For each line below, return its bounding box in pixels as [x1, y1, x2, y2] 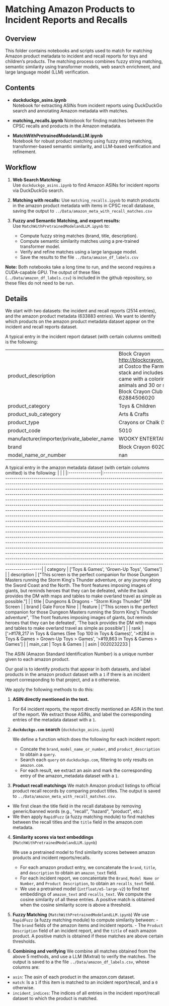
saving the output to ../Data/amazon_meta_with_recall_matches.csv [12, 208, 152, 214]
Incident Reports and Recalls [5, 14, 128, 26]
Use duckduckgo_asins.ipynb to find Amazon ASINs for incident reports [12, 182, 159, 188]
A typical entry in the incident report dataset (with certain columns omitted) [5, 333, 161, 340]
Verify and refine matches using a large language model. [20, 248, 137, 255]
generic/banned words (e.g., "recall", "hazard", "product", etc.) [12, 809, 143, 815]
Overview [5, 34, 37, 43]
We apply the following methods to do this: [5, 687, 94, 693]
